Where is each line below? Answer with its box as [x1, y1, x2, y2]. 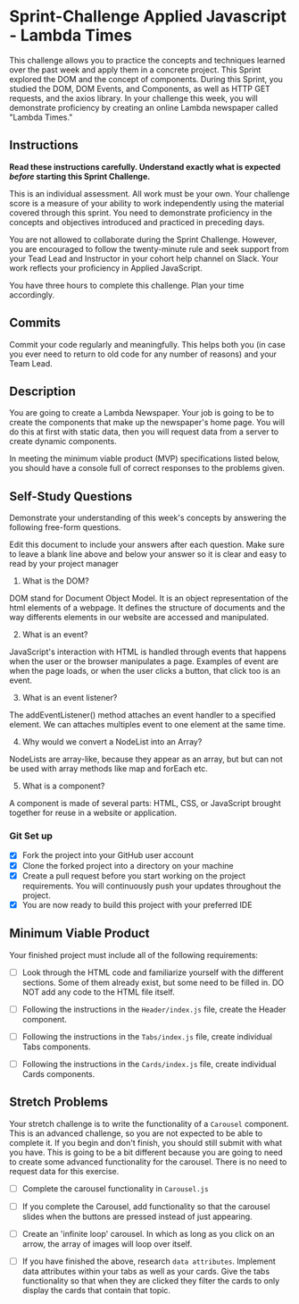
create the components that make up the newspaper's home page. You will [9, 417, 286, 428]
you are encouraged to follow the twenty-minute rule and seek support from [9, 243, 289, 254]
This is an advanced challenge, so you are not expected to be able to [9, 1128, 263, 1139]
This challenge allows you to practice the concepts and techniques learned [9, 55, 286, 65]
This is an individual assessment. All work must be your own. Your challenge [9, 188, 290, 198]
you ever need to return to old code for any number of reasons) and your [9, 349, 278, 359]
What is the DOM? [21, 576, 89, 586]
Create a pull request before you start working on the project [21, 870, 246, 881]
